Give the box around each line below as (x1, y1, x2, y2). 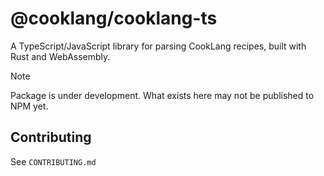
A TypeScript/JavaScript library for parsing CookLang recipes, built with (10, 40, 307, 52)
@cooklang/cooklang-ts (10, 7, 218, 30)
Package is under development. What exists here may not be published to (10, 89, 315, 101)
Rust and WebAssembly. (10, 50, 111, 62)
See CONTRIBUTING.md (10, 155, 97, 167)
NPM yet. (10, 100, 49, 112)
